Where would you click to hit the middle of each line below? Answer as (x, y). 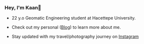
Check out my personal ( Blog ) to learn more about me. (66, 27)
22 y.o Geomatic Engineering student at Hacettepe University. (73, 18)
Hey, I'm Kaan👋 (23, 8)
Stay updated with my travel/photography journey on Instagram (75, 37)
